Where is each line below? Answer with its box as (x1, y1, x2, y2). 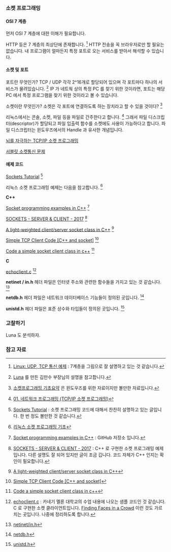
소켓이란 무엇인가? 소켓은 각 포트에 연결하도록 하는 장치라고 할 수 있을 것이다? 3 (6, 102, 163, 109)
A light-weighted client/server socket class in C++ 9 (6, 226, 114, 233)
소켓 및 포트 (6, 67, 29, 73)
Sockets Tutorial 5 (6, 173, 43, 179)
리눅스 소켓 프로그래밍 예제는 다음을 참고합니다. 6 (6, 183, 103, 190)
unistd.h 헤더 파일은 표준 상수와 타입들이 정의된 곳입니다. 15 (6, 305, 125, 312)
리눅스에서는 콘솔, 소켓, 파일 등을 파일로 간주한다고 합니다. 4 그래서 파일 (6, 113, 148, 120)
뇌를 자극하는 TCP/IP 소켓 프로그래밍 (6, 137, 79, 144)
